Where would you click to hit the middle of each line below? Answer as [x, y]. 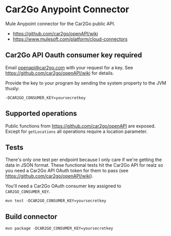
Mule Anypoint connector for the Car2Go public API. [60, 24]
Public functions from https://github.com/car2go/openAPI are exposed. [81, 126]
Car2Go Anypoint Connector [67, 9]
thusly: [12, 88]
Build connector [31, 217]
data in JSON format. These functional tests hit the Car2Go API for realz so [84, 165]
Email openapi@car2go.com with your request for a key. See [69, 67]
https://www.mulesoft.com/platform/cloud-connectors [70, 39]
